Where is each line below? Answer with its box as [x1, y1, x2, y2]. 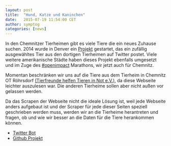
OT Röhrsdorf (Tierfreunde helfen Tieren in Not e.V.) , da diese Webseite [5, 78, 156, 84]
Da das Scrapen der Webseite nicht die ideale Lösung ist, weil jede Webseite [5, 98, 166, 105]
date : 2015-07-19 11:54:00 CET [5, 17, 76, 22]
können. [5, 120, 22, 126]
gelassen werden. [5, 88, 43, 94]
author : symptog [5, 21, 40, 27]
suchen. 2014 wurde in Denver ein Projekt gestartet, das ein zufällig [5, 46, 148, 52]
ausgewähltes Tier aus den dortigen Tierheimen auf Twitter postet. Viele [5, 52, 157, 58]
